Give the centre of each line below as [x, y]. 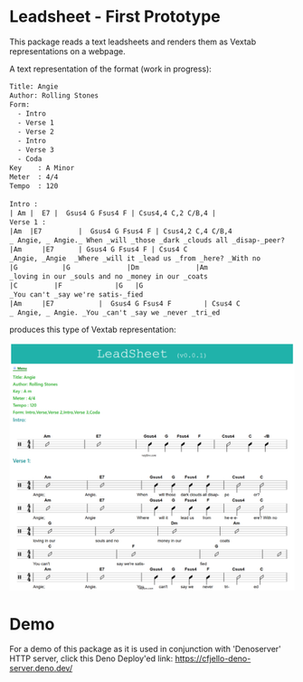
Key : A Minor [42, 168]
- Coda [30, 159]
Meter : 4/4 [34, 177]
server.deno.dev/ [41, 668]
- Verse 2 [36, 132]
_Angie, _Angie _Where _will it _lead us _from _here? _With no [135, 258]
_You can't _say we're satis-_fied [76, 294]
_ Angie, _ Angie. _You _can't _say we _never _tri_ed [115, 313]
